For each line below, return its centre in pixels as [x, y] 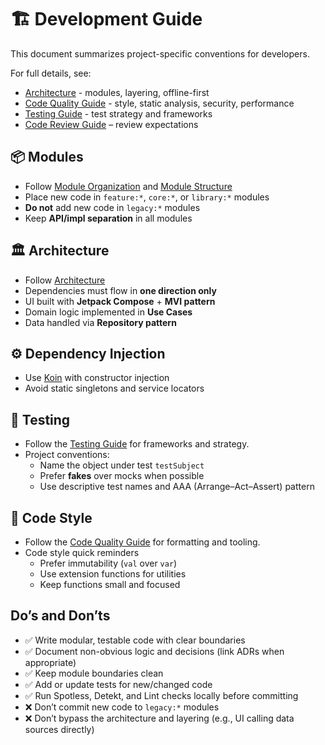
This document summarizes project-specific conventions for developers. [160, 53]
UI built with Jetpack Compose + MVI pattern [120, 301]
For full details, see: [51, 73]
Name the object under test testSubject [122, 465]
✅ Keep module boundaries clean [94, 673]
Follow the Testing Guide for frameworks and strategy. [137, 444]
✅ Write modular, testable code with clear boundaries [135, 640]
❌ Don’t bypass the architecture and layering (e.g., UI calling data [159, 718]
